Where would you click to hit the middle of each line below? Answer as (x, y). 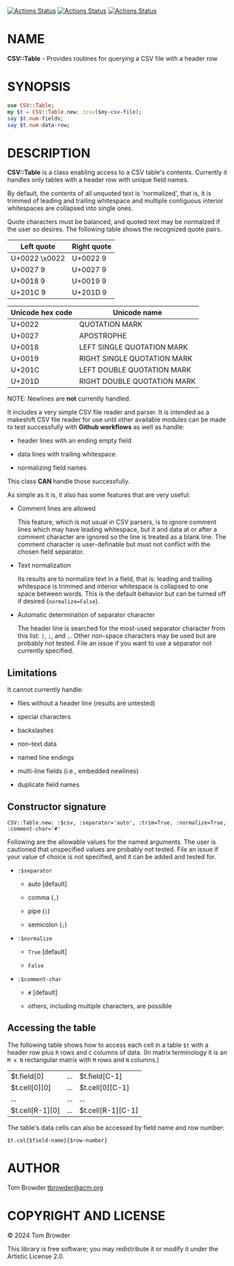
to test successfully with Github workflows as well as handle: (96, 427)
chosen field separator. (51, 552)
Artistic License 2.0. (36, 1256)
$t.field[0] (27, 1076)
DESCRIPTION (49, 153)
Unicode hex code (42, 313)
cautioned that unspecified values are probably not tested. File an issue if (113, 849)
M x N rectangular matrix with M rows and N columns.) (83, 1059)
